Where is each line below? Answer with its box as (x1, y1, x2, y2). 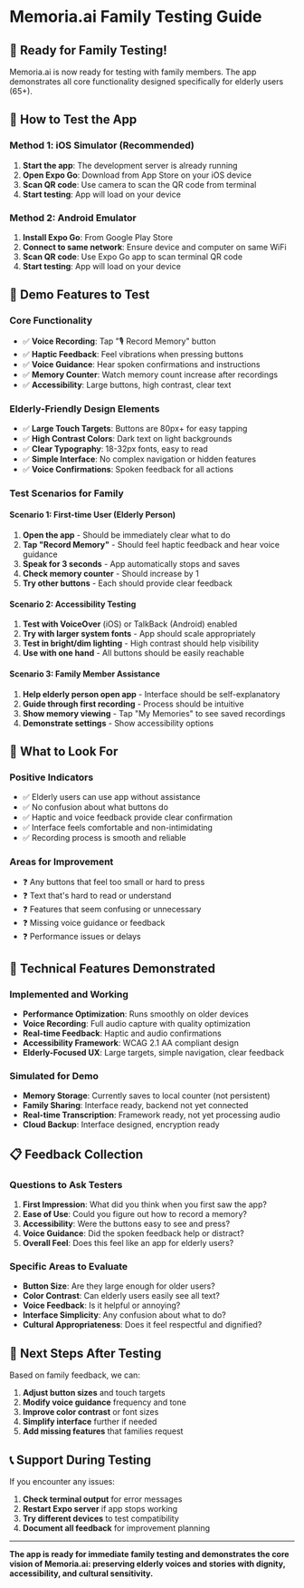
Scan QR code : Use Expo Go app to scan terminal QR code (22, 251, 242, 262)
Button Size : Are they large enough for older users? (22, 1281, 215, 1291)
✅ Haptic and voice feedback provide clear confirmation (22, 812, 233, 823)
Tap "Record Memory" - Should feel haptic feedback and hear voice (22, 540, 280, 550)
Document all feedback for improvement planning (22, 1523, 211, 1534)
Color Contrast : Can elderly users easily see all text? (22, 1291, 220, 1301)
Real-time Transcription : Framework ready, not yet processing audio (22, 1109, 280, 1121)
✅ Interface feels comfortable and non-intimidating (22, 823, 213, 833)
